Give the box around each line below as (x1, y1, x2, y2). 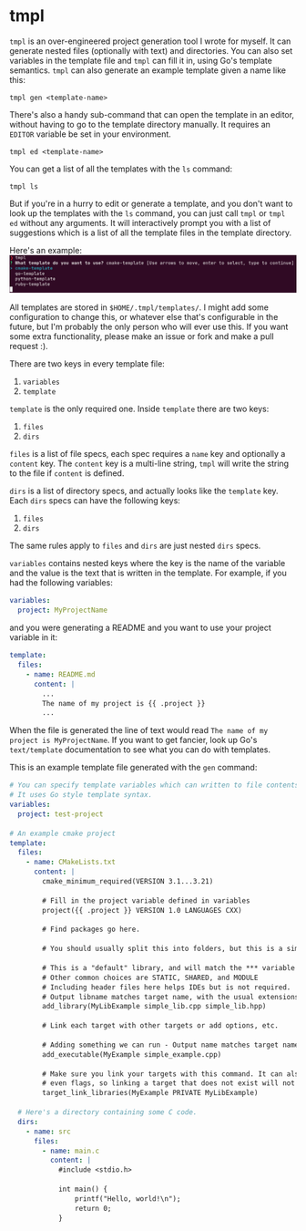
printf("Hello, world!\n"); (74, 1194, 181, 1204)
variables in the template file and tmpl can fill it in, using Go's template (9, 55, 273, 66)
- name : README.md (25, 669, 96, 679)
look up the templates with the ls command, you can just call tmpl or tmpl (9, 207, 286, 219)
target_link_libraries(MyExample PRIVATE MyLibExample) (42, 1089, 259, 1098)
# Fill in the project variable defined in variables (42, 895, 250, 905)
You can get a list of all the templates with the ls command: (9, 163, 233, 174)
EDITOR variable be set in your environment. (9, 129, 171, 140)
